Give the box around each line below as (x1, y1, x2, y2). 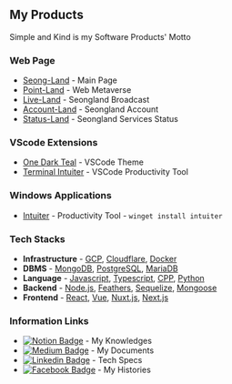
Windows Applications (9, 189, 112, 202)
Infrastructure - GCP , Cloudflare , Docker (22, 254, 177, 264)
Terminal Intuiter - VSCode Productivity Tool (22, 167, 189, 177)
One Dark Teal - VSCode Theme (22, 157, 144, 167)
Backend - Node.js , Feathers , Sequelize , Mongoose (22, 282, 217, 293)
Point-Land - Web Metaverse (22, 85, 132, 96)
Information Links (9, 314, 89, 327)
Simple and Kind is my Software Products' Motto (9, 31, 191, 42)
